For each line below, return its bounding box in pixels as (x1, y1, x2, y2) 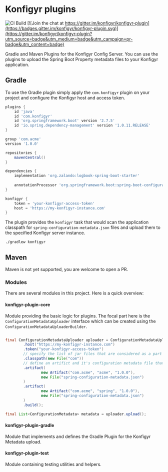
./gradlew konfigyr (5, 239, 46, 244)
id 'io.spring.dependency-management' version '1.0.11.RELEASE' (14, 123, 151, 128)
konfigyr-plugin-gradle (5, 422, 54, 428)
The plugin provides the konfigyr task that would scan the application (5, 219, 149, 225)
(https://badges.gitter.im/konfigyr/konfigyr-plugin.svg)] (5, 25, 118, 31)
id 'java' (14, 109, 35, 114)
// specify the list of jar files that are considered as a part (23, 351, 162, 356)
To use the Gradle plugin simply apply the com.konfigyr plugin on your (5, 89, 150, 95)
